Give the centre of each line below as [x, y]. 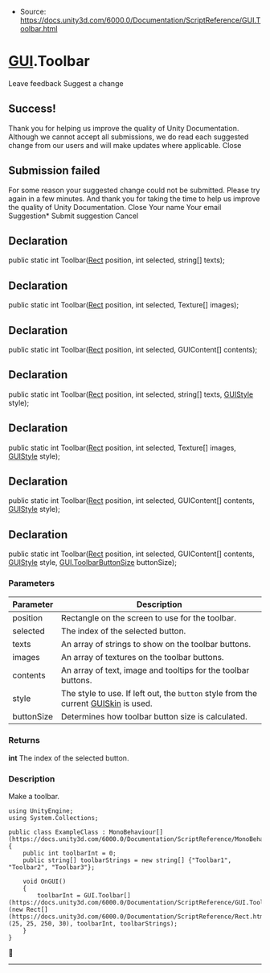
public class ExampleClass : [57, 832]
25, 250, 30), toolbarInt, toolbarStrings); [102, 924]
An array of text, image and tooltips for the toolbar [155, 670]
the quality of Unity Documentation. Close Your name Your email [115, 207]
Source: [33, 12]
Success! [32, 109]
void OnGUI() [45, 882]
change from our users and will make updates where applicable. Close [125, 145]
